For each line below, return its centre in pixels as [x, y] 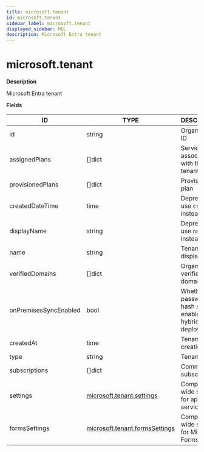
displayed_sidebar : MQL [36, 29]
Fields [14, 105]
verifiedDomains [33, 274]
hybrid [190, 322]
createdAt [23, 343]
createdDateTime [34, 206]
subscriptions [29, 370]
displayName [28, 231]
